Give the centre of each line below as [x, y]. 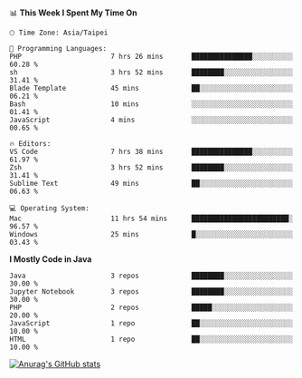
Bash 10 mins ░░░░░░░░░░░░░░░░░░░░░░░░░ [151, 104]
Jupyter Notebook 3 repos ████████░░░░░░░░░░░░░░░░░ [151, 292]
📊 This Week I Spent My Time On [73, 13]
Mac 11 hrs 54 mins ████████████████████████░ [151, 218]
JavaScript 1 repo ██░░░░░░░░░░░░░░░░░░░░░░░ [151, 324]
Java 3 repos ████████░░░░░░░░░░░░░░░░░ [151, 276]
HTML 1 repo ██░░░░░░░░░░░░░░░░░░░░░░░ [151, 339]
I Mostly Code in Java [51, 259]
